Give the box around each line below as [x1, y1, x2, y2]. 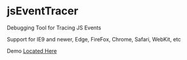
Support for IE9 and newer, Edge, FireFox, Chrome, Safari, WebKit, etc [7, 35, 182, 43]
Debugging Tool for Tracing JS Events [7, 24, 101, 31]
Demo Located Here [7, 47, 57, 55]
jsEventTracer [7, 4, 78, 18]
